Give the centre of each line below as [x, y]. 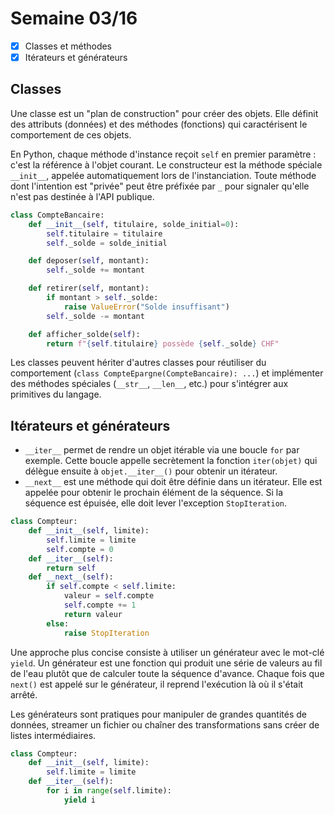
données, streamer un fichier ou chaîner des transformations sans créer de [165, 724]
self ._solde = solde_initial [107, 243]
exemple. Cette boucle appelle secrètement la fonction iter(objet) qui [171, 461]
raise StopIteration [106, 633]
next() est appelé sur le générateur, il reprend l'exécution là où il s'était [157, 684]
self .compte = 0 [80, 549]
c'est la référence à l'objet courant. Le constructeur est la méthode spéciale [166, 164]
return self [71, 568]
